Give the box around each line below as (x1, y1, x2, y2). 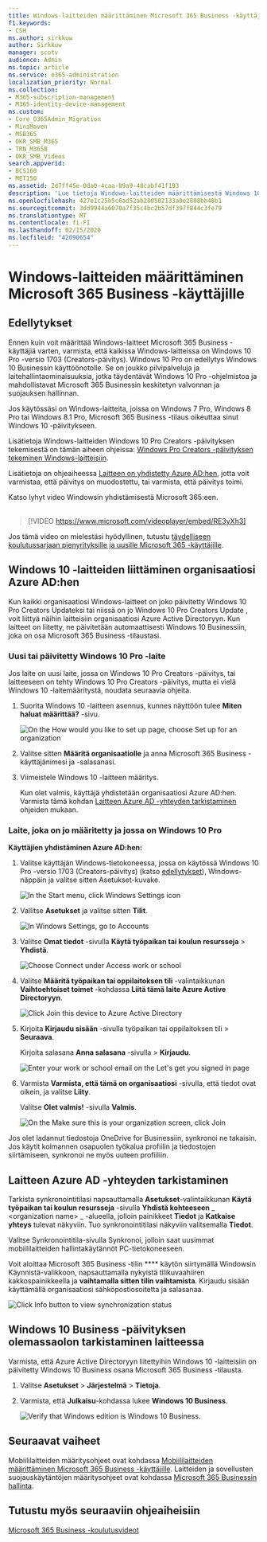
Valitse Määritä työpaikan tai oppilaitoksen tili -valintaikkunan (19, 976, 225, 986)
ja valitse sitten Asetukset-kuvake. (48, 875, 161, 884)
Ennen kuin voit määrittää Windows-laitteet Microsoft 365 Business (8, 338, 228, 347)
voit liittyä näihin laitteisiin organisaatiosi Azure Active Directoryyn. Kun (8, 614, 241, 623)
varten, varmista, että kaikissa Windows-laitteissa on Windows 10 (37, 345, 252, 355)
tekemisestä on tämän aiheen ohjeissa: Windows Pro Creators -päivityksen (8, 444, 254, 454)
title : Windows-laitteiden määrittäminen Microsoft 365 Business (8, 11, 229, 20)
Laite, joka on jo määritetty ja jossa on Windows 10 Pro (8, 825, 222, 836)
